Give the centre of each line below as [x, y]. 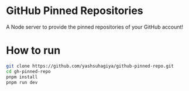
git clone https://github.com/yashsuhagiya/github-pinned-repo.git [90, 66]
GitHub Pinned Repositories [75, 11]
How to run [33, 50]
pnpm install [22, 77]
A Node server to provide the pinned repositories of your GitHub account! [94, 27]
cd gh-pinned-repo [28, 71]
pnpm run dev [22, 82]
